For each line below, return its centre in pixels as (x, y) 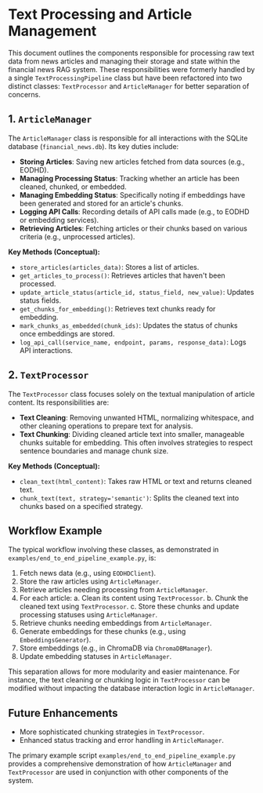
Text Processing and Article (100, 15)
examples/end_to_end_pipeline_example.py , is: (82, 558)
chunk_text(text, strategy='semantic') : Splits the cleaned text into (129, 498)
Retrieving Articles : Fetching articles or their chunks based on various (133, 228)
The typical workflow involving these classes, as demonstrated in (113, 550)
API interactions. (46, 350)
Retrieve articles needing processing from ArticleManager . (113, 590)
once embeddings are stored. (67, 333)
